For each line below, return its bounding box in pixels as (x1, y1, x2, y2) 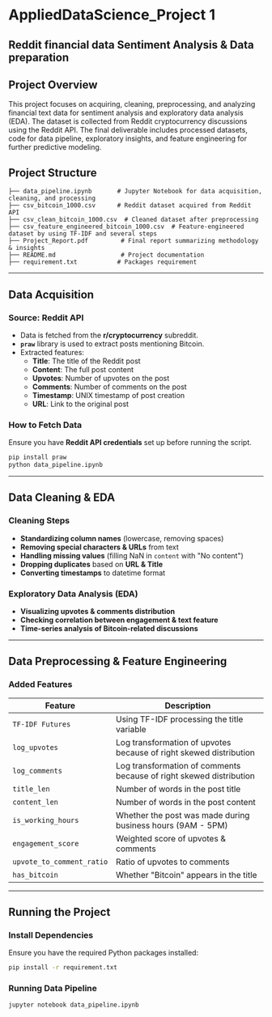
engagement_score (12, 839, 79, 848)
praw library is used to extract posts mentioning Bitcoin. (19, 338, 205, 349)
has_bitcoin (12, 870, 59, 879)
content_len (12, 797, 59, 807)
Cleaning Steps (8, 515, 70, 527)
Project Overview (8, 78, 98, 91)
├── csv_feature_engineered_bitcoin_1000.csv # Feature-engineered (8, 222, 244, 231)
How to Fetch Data (8, 419, 83, 430)
